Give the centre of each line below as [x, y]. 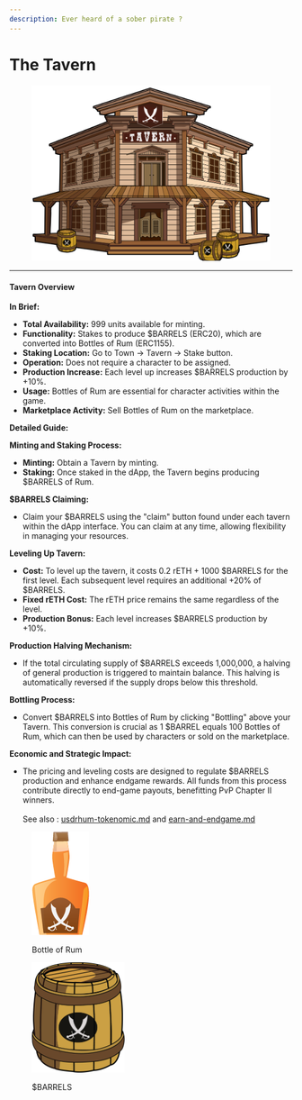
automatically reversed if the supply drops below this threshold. [140, 682]
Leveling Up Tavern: [48, 553]
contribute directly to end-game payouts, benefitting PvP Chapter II [147, 791]
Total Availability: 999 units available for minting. [114, 324]
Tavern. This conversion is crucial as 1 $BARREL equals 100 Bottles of [151, 727]
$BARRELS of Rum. [58, 482]
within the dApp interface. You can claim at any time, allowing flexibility [154, 526]
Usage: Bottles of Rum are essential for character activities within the [151, 391]
